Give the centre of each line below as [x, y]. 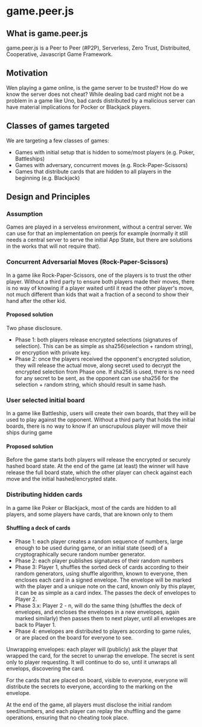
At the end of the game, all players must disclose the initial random [89, 705]
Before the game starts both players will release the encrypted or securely [99, 460]
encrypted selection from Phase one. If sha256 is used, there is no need [105, 372]
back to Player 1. [35, 624]
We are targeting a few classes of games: [58, 141]
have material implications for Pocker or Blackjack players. [79, 107]
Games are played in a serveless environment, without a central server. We [99, 227]
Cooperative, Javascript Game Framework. [59, 54]
